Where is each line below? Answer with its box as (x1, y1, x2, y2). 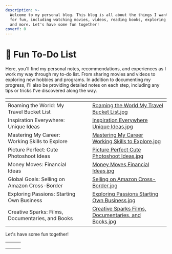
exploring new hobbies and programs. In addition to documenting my (5, 76, 151, 83)
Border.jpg (92, 182, 118, 189)
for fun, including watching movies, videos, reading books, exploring (10, 17, 166, 22)
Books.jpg (92, 218, 117, 225)
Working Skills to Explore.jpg (92, 138, 161, 145)
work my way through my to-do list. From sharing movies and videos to (5, 71, 156, 77)
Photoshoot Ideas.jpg (92, 152, 143, 160)
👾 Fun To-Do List (5, 49, 77, 61)
